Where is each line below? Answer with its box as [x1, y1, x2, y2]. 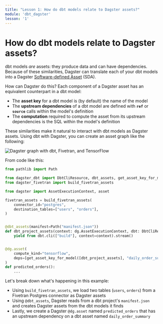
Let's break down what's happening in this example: [5, 278, 109, 284]
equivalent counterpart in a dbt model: [5, 89, 81, 95]
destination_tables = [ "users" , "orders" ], [14, 207, 98, 212]
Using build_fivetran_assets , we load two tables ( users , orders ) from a [12, 287, 156, 293]
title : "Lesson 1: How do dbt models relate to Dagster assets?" [5, 7, 140, 12]
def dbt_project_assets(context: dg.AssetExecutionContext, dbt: [5, 229, 140, 234]
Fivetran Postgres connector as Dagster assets [12, 293, 106, 299]
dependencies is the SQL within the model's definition [12, 119, 120, 125]
